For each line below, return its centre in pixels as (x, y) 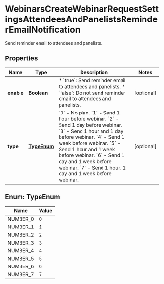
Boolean (38, 93)
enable (16, 93)
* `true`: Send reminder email (92, 80)
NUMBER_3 (21, 243)
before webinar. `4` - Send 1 (92, 137)
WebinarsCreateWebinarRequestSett (82, 9)
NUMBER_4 (21, 250)
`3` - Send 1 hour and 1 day (91, 131)
